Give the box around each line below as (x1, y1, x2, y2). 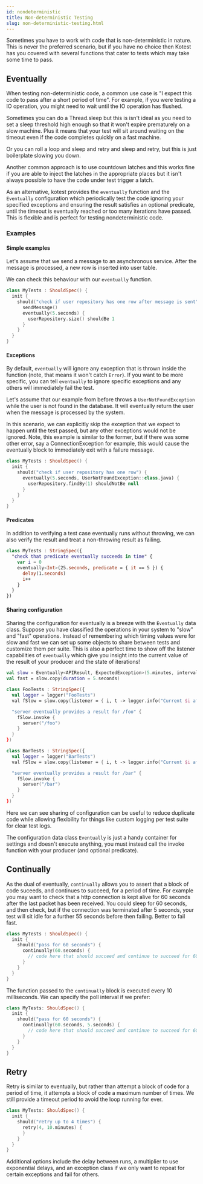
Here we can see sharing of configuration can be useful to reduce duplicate (6, 809, 195, 816)
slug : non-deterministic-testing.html (6, 20, 104, 26)
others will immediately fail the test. (6, 384, 95, 392)
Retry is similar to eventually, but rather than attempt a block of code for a (6, 1083, 190, 1090)
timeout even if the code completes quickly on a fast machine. (6, 134, 161, 141)
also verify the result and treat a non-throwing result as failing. (6, 536, 162, 543)
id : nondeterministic (6, 8, 61, 15)
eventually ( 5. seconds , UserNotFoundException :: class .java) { (22, 475, 180, 481)
